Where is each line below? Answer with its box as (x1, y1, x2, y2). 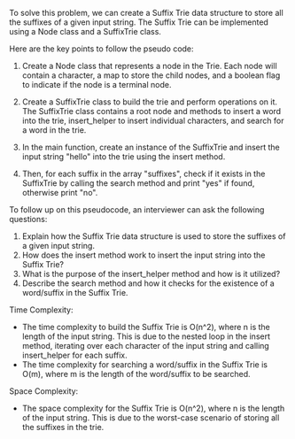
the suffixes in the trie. (21, 422, 105, 432)
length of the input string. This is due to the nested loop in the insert (21, 331, 271, 342)
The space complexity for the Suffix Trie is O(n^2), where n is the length (21, 403, 285, 413)
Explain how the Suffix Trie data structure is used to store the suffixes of (21, 231, 286, 242)
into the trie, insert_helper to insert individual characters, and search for (21, 115, 284, 126)
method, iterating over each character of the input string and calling (21, 341, 270, 350)
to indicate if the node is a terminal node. (21, 80, 172, 89)
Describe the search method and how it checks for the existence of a (21, 278, 275, 289)
